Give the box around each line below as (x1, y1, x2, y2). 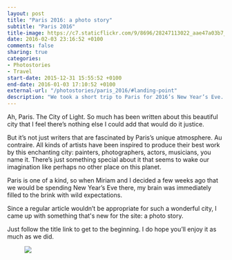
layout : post (7, 10, 45, 17)
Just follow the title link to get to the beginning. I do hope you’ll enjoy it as (7, 225, 217, 233)
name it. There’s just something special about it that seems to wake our (7, 156, 209, 163)
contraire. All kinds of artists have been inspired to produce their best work (7, 141, 220, 149)
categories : (7, 55, 41, 62)
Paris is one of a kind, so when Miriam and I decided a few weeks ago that (7, 176, 219, 184)
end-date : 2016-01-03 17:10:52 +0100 (7, 81, 116, 88)
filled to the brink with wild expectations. (7, 191, 123, 199)
